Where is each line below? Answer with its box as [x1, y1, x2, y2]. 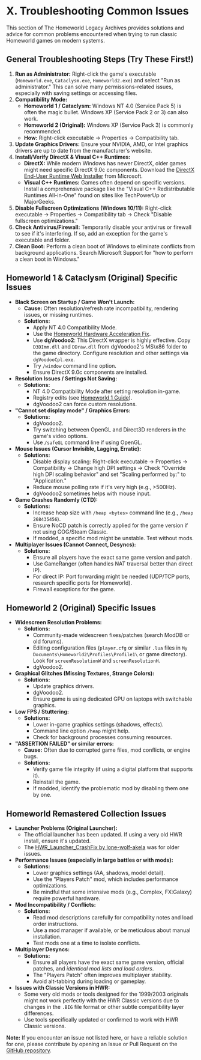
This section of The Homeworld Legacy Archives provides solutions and [6, 24, 184, 31]
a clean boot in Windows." [14, 255, 80, 263]
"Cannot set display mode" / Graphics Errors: [14, 407, 131, 414]
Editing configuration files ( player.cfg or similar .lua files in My [32, 644, 188, 651]
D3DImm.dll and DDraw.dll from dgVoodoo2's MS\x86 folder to [32, 343, 188, 350]
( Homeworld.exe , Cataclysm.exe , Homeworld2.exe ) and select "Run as [14, 76, 181, 84]
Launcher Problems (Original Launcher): [14, 824, 118, 832]
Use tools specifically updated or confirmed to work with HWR [23, 1016, 179, 1023]
